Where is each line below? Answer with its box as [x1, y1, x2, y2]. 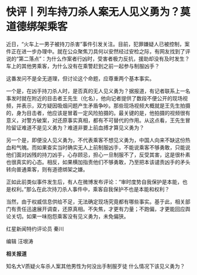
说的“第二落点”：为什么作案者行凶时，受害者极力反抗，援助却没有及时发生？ [6, 55, 190, 62]
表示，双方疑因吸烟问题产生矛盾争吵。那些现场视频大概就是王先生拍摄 [21, 102, 191, 109]
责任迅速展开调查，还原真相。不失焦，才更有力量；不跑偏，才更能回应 [16, 205, 185, 212]
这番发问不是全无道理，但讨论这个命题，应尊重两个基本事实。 [6, 74, 155, 82]
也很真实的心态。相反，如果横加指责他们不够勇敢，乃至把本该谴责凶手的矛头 [6, 158, 191, 165]
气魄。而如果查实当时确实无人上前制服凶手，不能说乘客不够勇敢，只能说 [16, 144, 191, 151]
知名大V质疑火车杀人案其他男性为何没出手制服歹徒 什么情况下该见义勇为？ [6, 262, 185, 270]
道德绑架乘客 [6, 20, 68, 33]
